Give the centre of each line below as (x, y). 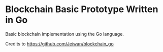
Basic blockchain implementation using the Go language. (65, 34)
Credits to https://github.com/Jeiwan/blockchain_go (60, 43)
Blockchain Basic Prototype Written (82, 9)
